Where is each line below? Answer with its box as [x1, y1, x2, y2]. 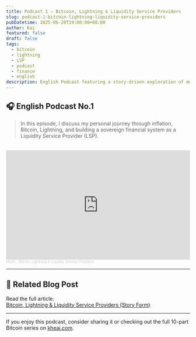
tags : [6, 41, 19, 47]
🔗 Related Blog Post [6, 280, 79, 290]
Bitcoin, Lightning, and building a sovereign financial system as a [20, 126, 176, 133]
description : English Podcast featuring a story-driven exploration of [6, 79, 184, 85]
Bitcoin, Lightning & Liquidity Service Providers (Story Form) [6, 301, 150, 308]
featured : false [6, 30, 45, 36]
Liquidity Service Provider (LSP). [20, 132, 99, 139]
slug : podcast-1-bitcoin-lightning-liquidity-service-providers [6, 14, 166, 20]
